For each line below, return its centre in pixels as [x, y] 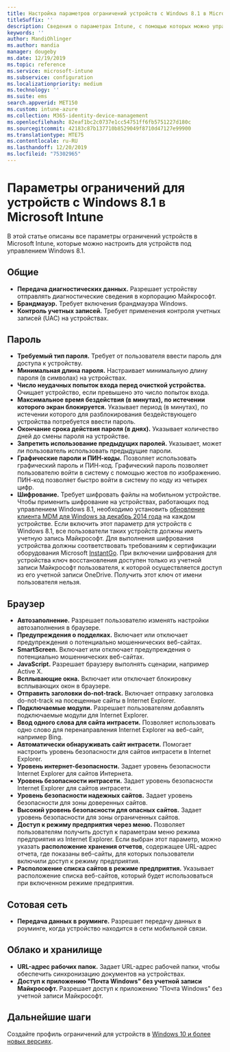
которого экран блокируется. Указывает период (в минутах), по [113, 407]
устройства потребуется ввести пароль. [76, 422]
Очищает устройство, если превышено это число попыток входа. [113, 393]
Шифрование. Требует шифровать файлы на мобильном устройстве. [119, 494]
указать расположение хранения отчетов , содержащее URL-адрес [117, 847]
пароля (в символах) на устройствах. [72, 378]
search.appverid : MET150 [42, 103]
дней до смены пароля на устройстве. [73, 436]
